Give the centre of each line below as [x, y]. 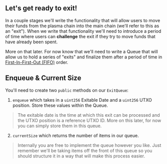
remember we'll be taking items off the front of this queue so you [85, 150]
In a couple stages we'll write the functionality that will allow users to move [83, 20]
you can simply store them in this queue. [60, 126]
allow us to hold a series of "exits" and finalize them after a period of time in [84, 57]
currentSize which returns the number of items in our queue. [76, 135]
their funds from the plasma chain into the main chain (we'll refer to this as [82, 26]
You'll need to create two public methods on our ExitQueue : [67, 90]
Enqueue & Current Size [43, 78]
